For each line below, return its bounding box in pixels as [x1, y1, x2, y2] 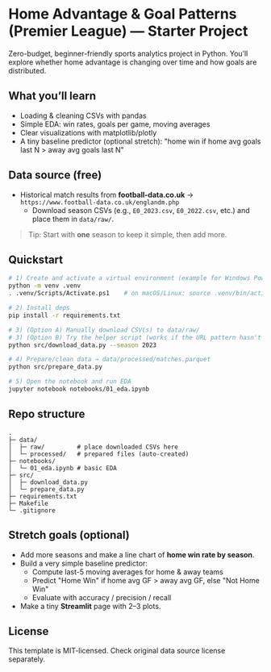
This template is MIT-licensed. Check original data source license [8, 646, 226, 656]
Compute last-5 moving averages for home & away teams [31, 566, 223, 577]
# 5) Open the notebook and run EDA [8, 378, 131, 386]
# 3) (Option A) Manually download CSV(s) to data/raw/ [8, 326, 200, 334]
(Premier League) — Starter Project [8, 22, 248, 40]
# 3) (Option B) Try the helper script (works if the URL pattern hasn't [8, 333, 262, 341]
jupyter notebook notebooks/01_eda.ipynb [8, 385, 150, 393]
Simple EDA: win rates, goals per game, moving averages [19, 119, 211, 129]
